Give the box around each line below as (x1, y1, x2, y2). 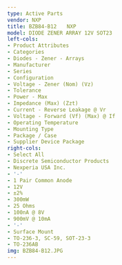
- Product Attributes (7, 42, 70, 49)
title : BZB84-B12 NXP (7, 23, 77, 30)
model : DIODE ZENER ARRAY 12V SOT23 (7, 29, 112, 37)
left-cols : (7, 36, 39, 43)
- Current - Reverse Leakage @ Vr (7, 106, 107, 113)
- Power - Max (7, 94, 48, 101)
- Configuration (7, 74, 54, 81)
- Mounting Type (7, 126, 54, 132)
